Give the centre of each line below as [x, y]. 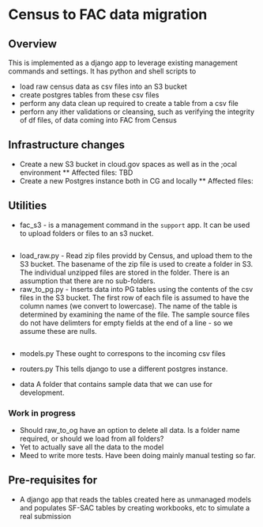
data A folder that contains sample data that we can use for [116, 384]
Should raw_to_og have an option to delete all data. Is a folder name [130, 430]
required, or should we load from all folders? [92, 438]
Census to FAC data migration [108, 15]
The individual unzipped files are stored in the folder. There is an [124, 272]
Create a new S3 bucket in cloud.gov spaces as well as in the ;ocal [128, 164]
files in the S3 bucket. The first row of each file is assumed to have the [134, 298]
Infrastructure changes [66, 145]
